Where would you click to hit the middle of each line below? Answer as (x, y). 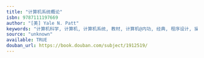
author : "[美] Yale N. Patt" (42, 23)
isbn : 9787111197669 (32, 18)
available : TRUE (27, 40)
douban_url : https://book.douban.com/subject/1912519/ (77, 46)
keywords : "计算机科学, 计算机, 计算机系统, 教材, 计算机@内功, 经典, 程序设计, (99, 29)
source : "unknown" (29, 34)
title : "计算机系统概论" (34, 12)
